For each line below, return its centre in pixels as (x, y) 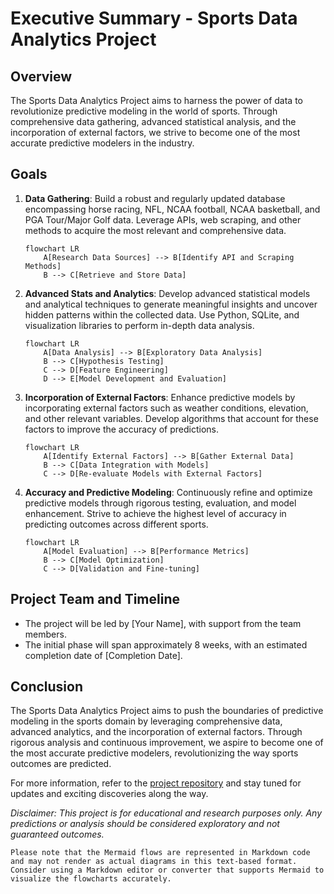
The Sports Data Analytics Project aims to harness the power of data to (156, 100)
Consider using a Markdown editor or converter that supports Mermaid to (167, 870)
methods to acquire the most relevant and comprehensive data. (155, 230)
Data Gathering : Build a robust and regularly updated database (155, 198)
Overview (41, 76)
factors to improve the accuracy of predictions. (121, 429)
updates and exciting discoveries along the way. (109, 794)
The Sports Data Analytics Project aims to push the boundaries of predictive (167, 711)
